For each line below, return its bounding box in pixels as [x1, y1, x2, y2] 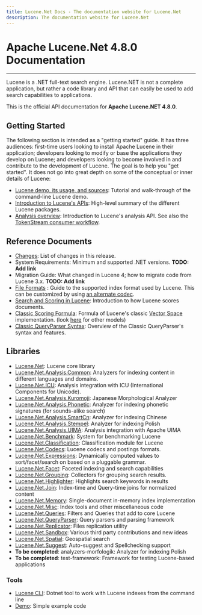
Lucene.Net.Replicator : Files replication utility [14, 522, 127, 529]
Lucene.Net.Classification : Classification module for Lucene [14, 439, 164, 446]
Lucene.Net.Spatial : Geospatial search [14, 535, 110, 542]
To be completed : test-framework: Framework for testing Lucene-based [14, 554, 195, 561]
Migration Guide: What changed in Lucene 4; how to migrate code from [14, 272, 192, 279]
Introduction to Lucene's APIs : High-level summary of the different [14, 199, 180, 207]
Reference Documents [6, 236, 92, 246]
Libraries [6, 346, 40, 357]
